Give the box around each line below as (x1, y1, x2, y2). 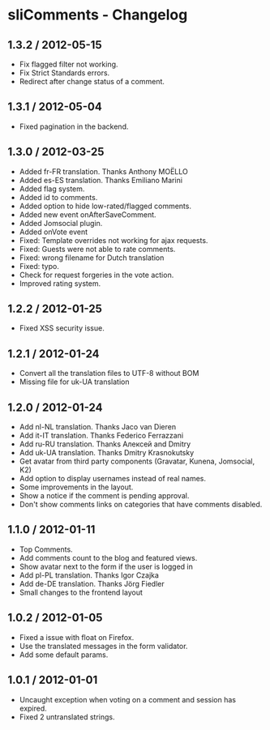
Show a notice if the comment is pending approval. (19, 491, 190, 501)
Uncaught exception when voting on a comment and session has (19, 694, 237, 704)
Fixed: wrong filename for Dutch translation (19, 253, 165, 263)
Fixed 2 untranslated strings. (19, 711, 115, 722)
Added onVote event (19, 227, 88, 237)
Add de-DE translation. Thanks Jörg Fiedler (19, 578, 165, 588)
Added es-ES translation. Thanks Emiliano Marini (19, 175, 183, 185)
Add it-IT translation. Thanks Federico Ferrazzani (19, 431, 184, 441)
